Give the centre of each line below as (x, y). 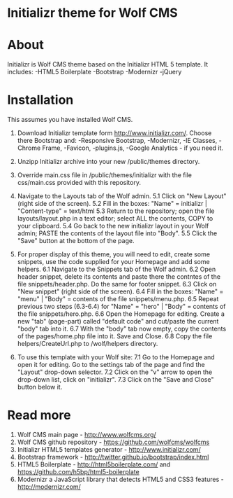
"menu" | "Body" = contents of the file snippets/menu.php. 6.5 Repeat (118, 299)
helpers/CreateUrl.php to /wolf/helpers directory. (88, 344)
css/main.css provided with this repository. (79, 183)
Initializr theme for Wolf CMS (92, 13)
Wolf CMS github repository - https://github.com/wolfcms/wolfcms (113, 442)
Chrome (29, 148)
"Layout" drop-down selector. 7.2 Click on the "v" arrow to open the (115, 372)
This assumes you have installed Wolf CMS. (70, 120)
